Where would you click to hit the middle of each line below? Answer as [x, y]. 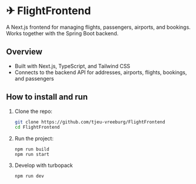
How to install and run [47, 97]
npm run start [32, 155]
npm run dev [29, 176]
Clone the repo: [34, 111]
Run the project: [34, 139]
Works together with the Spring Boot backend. [62, 33]
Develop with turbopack [44, 165]
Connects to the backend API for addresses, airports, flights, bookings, [101, 72]
